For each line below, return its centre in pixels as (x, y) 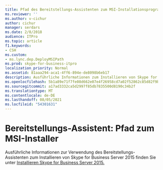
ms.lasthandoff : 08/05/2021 (33, 100)
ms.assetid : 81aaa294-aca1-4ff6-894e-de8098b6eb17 (57, 73)
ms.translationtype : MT (29, 91)
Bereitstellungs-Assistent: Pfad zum (80, 128)
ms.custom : (16, 55)
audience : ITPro (21, 37)
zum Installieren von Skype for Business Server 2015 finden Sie (93, 157)
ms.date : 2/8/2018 (24, 32)
